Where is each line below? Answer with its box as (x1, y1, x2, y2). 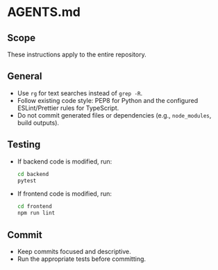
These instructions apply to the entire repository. (7, 50, 147, 58)
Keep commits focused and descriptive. (17, 247, 131, 255)
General (7, 70, 43, 82)
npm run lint (17, 209, 56, 216)
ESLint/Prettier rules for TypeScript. (17, 104, 119, 112)
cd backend (17, 170, 49, 177)
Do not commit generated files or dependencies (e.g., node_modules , (17, 111, 212, 119)
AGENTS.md (7, 4, 81, 20)
